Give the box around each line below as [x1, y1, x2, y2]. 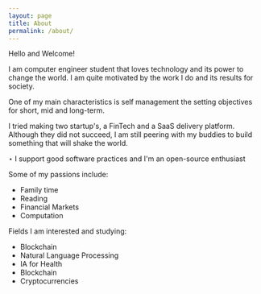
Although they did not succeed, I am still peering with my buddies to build [8, 130, 253, 139]
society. [8, 81, 35, 91]
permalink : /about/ [8, 27, 74, 35]
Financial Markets [19, 202, 79, 212]
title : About [8, 19, 52, 27]
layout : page [8, 11, 52, 20]
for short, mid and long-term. [8, 106, 105, 115]
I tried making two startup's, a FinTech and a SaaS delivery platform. [8, 122, 235, 131]
